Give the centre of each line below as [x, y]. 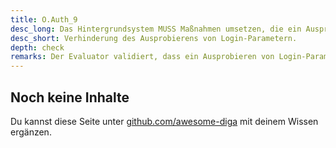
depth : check [37, 47]
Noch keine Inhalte [70, 97]
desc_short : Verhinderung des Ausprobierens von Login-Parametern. [154, 38]
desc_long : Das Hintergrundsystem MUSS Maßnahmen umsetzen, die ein [156, 29]
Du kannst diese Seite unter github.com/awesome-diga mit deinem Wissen [164, 121]
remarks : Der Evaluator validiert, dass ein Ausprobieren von [142, 57]
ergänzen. [31, 132]
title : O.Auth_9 [44, 19]
